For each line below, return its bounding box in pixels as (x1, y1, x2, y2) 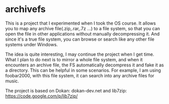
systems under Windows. (5, 41, 58, 47)
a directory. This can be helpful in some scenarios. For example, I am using (5, 67, 161, 73)
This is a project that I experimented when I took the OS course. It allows (5, 20, 156, 26)
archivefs (5, 4, 46, 15)
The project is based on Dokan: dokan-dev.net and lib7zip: (5, 87, 127, 93)
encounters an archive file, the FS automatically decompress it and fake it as (5, 62, 164, 68)
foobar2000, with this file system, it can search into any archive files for (5, 72, 155, 78)
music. (5, 78, 19, 84)
